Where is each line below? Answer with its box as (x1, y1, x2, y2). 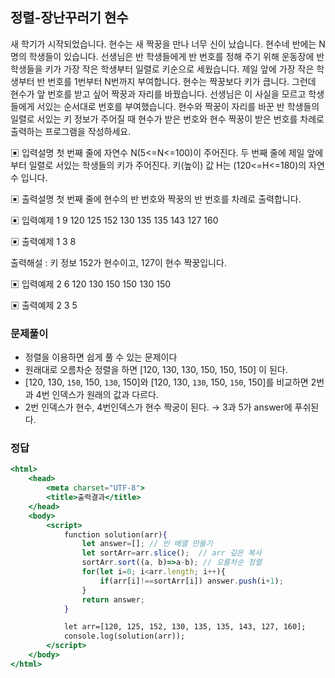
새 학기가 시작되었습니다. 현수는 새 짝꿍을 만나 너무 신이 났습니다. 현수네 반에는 (10, 38, 317, 50)
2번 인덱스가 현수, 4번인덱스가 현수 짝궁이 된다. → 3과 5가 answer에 (24, 401, 293, 413)
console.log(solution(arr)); (63, 631, 186, 642)
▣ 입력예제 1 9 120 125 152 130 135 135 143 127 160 (10, 214, 219, 226)
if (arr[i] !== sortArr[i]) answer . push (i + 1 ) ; (99, 576, 284, 586)
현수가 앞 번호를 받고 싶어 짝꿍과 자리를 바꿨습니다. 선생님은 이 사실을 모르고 (10, 88, 307, 100)
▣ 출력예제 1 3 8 (10, 235, 77, 247)
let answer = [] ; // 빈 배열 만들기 (81, 539, 213, 549)
